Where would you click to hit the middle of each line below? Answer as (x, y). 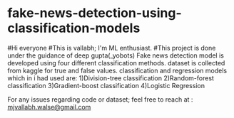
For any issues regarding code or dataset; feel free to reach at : (100, 99)
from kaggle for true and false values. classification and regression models (117, 70)
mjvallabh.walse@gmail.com (49, 107)
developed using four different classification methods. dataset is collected (116, 63)
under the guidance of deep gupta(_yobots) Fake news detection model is (116, 55)
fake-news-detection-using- (95, 13)
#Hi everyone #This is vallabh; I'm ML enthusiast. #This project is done (112, 48)
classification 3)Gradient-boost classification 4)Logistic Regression (106, 85)
